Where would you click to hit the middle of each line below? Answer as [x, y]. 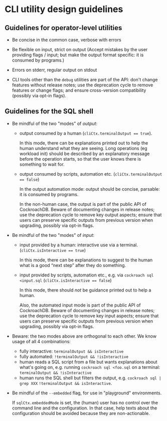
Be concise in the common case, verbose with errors [66, 40]
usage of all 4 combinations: [41, 341]
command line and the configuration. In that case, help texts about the [85, 408]
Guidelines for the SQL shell [49, 111]
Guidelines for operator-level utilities [63, 28]
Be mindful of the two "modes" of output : [55, 123]
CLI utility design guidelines [64, 9]
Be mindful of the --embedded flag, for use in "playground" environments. [87, 393]
